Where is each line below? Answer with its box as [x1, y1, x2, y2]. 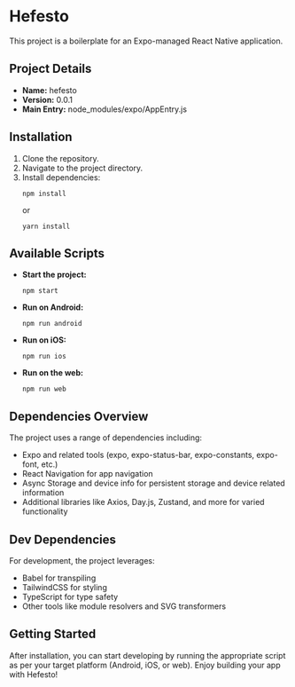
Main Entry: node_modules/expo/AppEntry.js [21, 104, 188, 114]
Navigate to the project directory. [21, 162, 144, 173]
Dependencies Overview [9, 408, 149, 423]
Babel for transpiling [21, 572, 97, 583]
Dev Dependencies [9, 532, 117, 547]
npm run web [21, 384, 66, 394]
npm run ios [21, 352, 66, 361]
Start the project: [21, 269, 87, 280]
